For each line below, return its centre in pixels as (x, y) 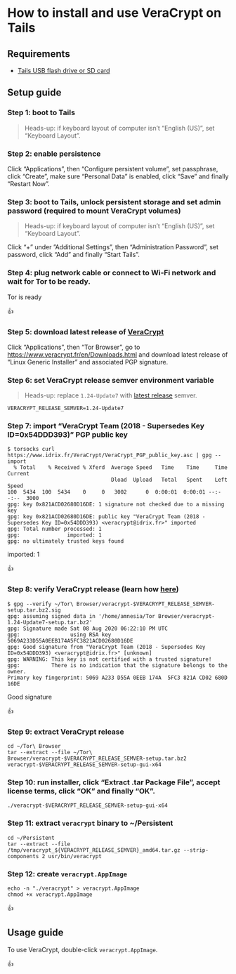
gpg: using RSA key (59, 634)
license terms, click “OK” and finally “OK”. (81, 791)
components (23, 856)
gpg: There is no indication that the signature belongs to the (118, 665)
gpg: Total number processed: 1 (54, 529)
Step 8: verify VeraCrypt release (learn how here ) (93, 589)
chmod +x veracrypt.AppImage (50, 894)
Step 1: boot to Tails (41, 112)
